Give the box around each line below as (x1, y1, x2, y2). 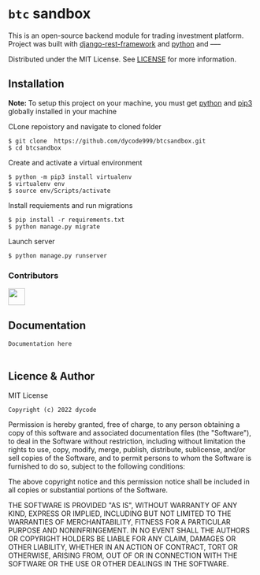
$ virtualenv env (8, 180, 65, 187)
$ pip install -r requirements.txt (8, 216, 125, 224)
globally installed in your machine (8, 106, 117, 116)
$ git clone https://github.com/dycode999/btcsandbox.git (8, 137, 206, 145)
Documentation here (8, 339, 72, 347)
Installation (8, 77, 65, 91)
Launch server (8, 236, 55, 246)
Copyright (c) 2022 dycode (8, 406, 97, 414)
